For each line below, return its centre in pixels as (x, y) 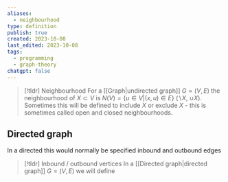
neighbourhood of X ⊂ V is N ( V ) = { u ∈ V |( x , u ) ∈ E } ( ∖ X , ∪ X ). (113, 98)
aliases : (20, 13)
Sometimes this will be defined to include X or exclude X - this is (115, 105)
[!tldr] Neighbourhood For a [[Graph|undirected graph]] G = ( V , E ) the (122, 91)
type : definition (32, 26)
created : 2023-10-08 (37, 39)
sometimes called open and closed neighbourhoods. (98, 112)
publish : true (27, 33)
